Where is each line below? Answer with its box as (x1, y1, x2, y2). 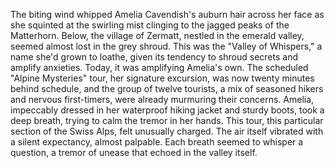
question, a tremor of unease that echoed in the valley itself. (10, 147, 258, 158)
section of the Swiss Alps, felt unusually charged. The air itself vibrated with (10, 125, 324, 137)
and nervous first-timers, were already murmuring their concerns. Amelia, (10, 94, 315, 105)
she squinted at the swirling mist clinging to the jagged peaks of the (10, 19, 290, 31)
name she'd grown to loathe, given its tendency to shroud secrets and (10, 51, 299, 63)
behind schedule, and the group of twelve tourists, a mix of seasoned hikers (10, 83, 324, 94)
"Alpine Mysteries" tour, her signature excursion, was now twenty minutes (10, 72, 315, 84)
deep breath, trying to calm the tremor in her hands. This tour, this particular (10, 115, 324, 126)
